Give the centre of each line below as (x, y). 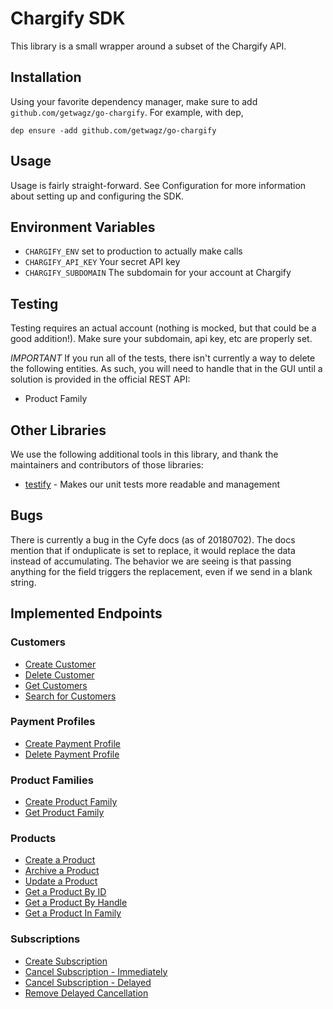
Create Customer (60, 664)
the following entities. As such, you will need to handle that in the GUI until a (166, 369)
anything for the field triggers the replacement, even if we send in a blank (161, 571)
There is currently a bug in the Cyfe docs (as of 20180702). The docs (153, 539)
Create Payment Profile (72, 743)
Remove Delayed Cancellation (86, 993)
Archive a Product (62, 871)
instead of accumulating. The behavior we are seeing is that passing (151, 561)
